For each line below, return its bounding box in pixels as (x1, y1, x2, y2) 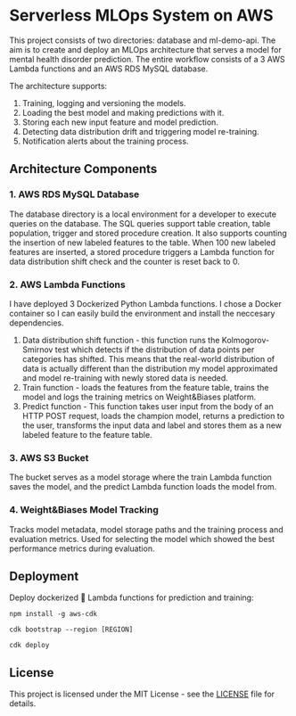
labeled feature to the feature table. (21, 429, 153, 440)
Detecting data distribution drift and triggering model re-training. (21, 126, 260, 136)
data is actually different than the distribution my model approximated (21, 363, 278, 374)
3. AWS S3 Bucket (9, 451, 89, 464)
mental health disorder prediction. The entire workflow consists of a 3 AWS (9, 53, 285, 64)
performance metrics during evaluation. (9, 543, 155, 554)
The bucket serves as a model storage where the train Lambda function (9, 472, 272, 482)
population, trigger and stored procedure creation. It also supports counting (9, 227, 287, 238)
